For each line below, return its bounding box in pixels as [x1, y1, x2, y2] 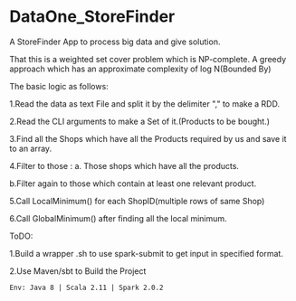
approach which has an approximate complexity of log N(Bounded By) [9, 63, 272, 74]
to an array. [9, 143, 53, 154]
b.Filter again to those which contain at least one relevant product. [9, 178, 257, 189]
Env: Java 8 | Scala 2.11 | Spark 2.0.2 [9, 283, 165, 292]
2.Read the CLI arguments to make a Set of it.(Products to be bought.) [9, 116, 270, 127]
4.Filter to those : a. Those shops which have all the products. [9, 160, 240, 171]
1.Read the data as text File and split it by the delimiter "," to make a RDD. [9, 98, 281, 109]
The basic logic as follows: [9, 80, 109, 91]
